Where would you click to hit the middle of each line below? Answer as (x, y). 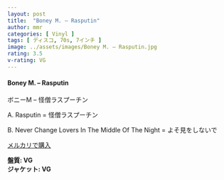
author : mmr (25, 27)
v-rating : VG (27, 60)
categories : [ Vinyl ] (41, 34)
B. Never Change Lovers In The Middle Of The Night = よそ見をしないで (112, 129)
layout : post (27, 14)
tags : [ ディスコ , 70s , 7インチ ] (54, 41)
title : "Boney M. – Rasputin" (54, 21)
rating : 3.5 (25, 54)
